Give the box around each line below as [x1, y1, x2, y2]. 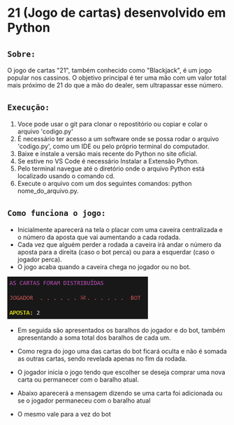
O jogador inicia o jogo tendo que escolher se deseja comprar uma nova [17, 368, 226, 376]
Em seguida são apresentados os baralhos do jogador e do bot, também [17, 326, 226, 334]
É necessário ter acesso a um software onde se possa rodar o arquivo [17, 134, 219, 143]
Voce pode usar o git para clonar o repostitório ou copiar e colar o [17, 120, 208, 128]
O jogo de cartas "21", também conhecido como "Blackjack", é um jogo [7, 66, 212, 74]
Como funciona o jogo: [7, 208, 106, 218]
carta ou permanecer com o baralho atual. [17, 375, 140, 384]
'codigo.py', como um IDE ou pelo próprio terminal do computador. [17, 142, 210, 150]
